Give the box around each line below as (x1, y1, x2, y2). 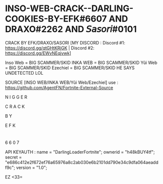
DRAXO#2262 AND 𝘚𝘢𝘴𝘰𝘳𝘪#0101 (5, 24, 137, 35)
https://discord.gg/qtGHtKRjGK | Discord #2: (5, 45, 95, 51)
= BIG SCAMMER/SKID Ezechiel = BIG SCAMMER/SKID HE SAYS (5, 64, 135, 71)
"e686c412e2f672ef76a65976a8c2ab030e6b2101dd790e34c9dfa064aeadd (5, 160, 159, 165)
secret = (5, 154, 22, 160)
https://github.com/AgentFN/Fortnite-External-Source (5, 84, 113, 90)
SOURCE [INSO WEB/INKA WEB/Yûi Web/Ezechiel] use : (5, 79, 119, 85)
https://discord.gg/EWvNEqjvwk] (5, 50, 72, 56)
